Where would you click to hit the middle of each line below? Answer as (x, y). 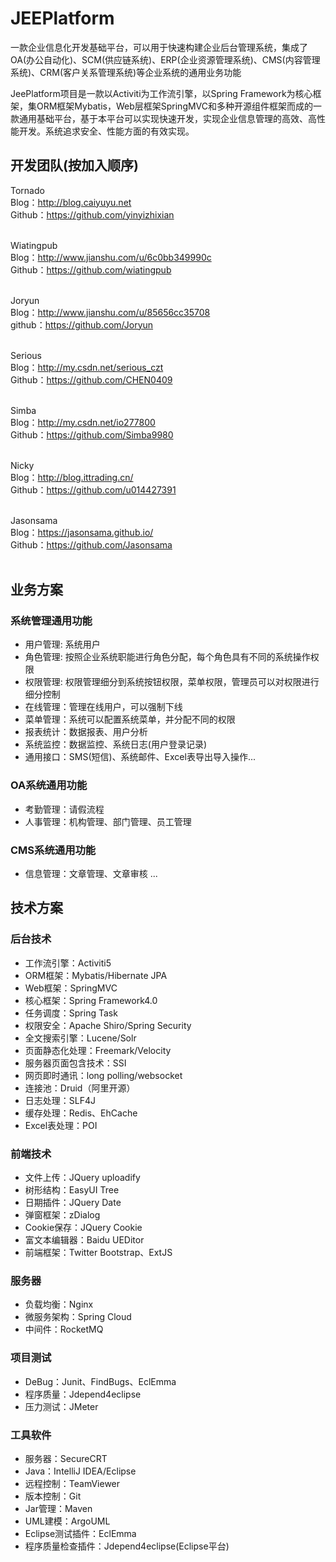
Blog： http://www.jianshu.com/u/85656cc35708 (110, 312)
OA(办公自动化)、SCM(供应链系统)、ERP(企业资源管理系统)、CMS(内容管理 (165, 59)
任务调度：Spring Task (71, 1013)
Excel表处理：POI (61, 1125)
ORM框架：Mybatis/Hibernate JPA (96, 975)
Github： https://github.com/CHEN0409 (91, 379)
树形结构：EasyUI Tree (72, 1190)
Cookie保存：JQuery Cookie (83, 1228)
